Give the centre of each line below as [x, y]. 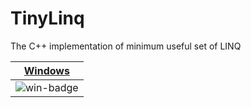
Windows [46, 70]
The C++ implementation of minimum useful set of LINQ [126, 46]
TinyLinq [47, 18]
